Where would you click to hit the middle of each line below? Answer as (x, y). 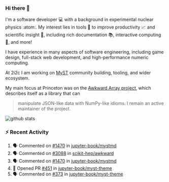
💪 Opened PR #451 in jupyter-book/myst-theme (62, 168)
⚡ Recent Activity (27, 132)
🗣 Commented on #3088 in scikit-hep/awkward (63, 153)
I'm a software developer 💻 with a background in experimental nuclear (79, 19)
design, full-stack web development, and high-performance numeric (77, 58)
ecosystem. (18, 78)
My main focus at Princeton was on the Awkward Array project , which (78, 88)
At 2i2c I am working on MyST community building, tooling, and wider (78, 73)
